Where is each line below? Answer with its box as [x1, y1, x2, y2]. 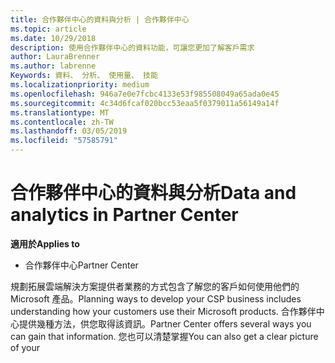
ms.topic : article [10, 24, 87, 34]
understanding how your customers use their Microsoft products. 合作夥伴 [10, 305, 317, 317]
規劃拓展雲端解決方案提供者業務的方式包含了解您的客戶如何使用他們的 [10, 280, 300, 292]
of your [10, 341, 41, 353]
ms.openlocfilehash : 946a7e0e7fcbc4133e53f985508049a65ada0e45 [10, 89, 280, 99]
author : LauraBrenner [10, 52, 101, 62]
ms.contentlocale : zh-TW [10, 117, 114, 127]
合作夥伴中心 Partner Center [24, 259, 139, 271]
